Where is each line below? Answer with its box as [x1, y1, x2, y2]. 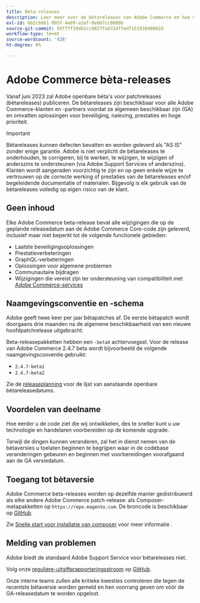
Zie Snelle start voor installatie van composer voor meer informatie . [6, 521, 173, 528]
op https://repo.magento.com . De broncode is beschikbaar [44, 503, 189, 510]
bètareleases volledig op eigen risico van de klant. [6, 186, 129, 193]
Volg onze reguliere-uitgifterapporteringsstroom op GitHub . [6, 565, 152, 573]
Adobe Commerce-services [14, 281, 83, 288]
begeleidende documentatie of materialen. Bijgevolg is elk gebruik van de [6, 179, 187, 186]
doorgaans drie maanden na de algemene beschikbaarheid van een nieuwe [6, 321, 192, 328]
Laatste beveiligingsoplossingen [14, 243, 94, 250]
